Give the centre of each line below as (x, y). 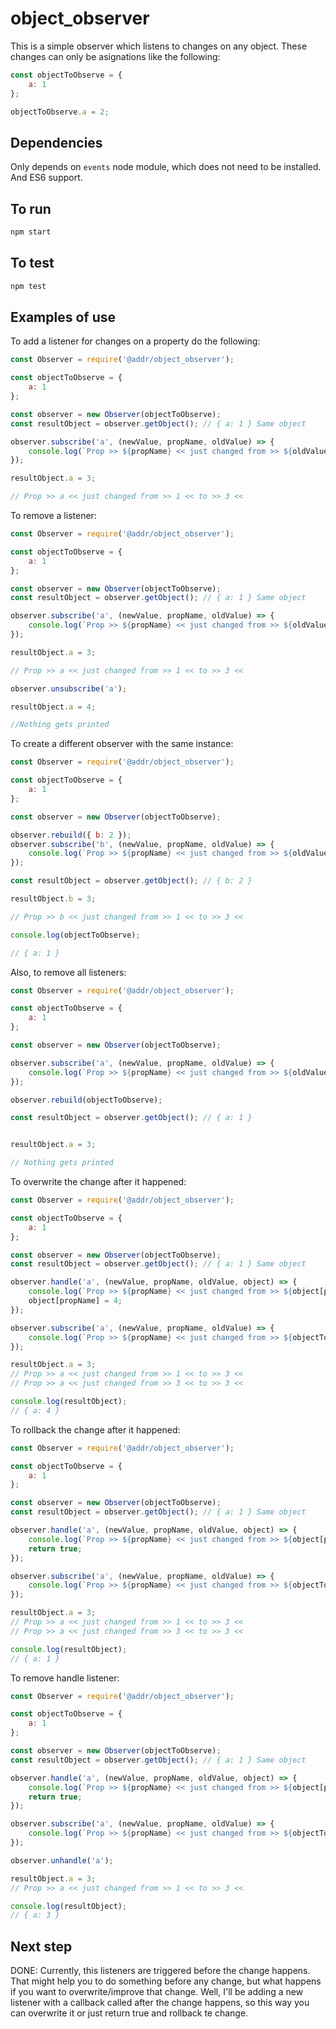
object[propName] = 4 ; (75, 1301)
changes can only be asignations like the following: (115, 56)
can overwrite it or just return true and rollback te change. (129, 2013)
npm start (31, 232)
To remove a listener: (53, 516)
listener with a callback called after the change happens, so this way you (160, 2003)
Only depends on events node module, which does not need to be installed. (166, 167)
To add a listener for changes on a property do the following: (135, 341)
